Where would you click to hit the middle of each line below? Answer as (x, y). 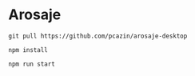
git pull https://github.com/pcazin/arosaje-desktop (98, 36)
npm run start (32, 64)
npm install (28, 50)
